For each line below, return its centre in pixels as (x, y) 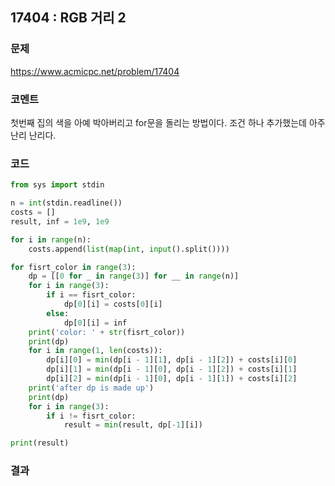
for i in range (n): (51, 239)
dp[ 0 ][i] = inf (95, 323)
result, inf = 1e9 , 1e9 (60, 221)
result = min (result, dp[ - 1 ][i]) (133, 425)
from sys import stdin (57, 185)
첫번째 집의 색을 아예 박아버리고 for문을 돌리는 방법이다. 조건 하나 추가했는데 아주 (168, 122)
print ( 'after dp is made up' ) (91, 388)
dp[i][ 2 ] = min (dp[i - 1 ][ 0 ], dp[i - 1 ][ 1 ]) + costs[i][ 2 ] (172, 379)
